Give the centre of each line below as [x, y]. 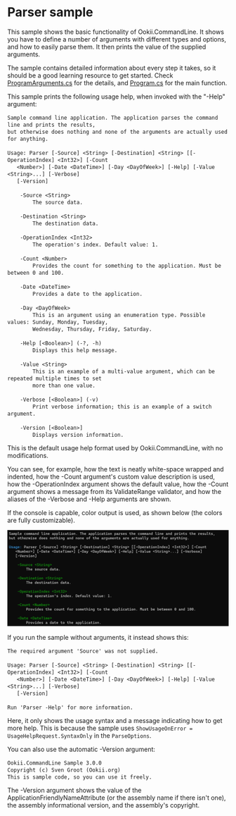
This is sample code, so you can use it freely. [80, 777]
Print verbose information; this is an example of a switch [122, 407]
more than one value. [64, 385]
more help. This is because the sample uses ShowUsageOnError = [100, 728]
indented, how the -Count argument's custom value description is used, [111, 476]
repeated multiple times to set [54, 378]
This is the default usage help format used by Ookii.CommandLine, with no [115, 447]
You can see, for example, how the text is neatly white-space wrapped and [116, 469]
